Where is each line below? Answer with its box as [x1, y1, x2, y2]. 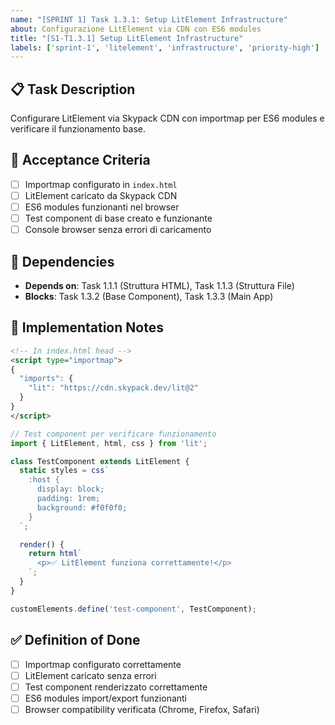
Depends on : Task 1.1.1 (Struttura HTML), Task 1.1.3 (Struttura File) [24, 280, 295, 291]
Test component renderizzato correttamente [24, 681, 208, 693]
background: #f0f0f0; [36, 502, 128, 513]
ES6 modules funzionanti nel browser [24, 201, 180, 213]
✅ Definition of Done [10, 632, 141, 649]
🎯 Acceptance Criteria [10, 152, 151, 169]
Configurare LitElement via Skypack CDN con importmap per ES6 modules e [10, 112, 325, 125]
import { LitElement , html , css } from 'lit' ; [10, 438, 208, 448]
